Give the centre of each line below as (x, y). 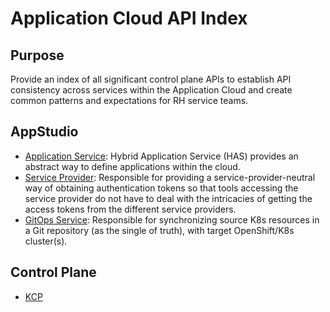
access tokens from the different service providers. (130, 209)
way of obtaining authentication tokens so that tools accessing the (161, 188)
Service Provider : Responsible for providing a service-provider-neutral (170, 177)
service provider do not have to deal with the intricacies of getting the (168, 198)
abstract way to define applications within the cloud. (132, 166)
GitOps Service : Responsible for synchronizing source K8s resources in (172, 219)
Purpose (37, 55)
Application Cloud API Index (129, 18)
